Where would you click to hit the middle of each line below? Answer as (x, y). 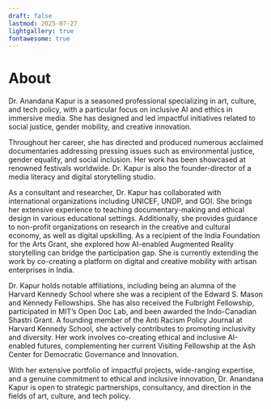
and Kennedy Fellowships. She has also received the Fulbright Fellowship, (131, 303)
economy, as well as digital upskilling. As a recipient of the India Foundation (134, 236)
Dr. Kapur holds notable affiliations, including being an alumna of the (123, 286)
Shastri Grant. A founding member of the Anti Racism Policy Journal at (125, 320)
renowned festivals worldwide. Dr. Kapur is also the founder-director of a (130, 168)
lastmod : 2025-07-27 (43, 23)
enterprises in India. (42, 270)
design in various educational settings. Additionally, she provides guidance (133, 219)
